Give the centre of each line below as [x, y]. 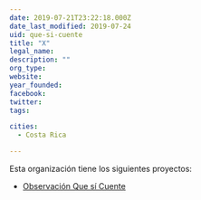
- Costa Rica [42, 135]
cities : [24, 127]
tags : [19, 110]
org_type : [28, 69]
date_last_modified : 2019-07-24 [70, 26]
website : [26, 77]
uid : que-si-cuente [46, 34]
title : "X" [30, 43]
